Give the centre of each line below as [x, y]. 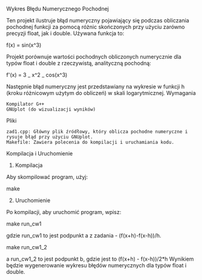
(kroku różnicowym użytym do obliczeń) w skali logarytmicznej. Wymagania [101, 93]
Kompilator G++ [25, 104]
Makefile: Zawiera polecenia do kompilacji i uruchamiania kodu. [90, 142]
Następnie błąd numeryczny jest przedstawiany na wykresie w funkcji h [96, 86]
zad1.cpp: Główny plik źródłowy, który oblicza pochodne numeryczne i [97, 132]
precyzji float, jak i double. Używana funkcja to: [65, 33]
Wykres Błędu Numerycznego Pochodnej [57, 9]
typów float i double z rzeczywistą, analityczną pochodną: [79, 63]
